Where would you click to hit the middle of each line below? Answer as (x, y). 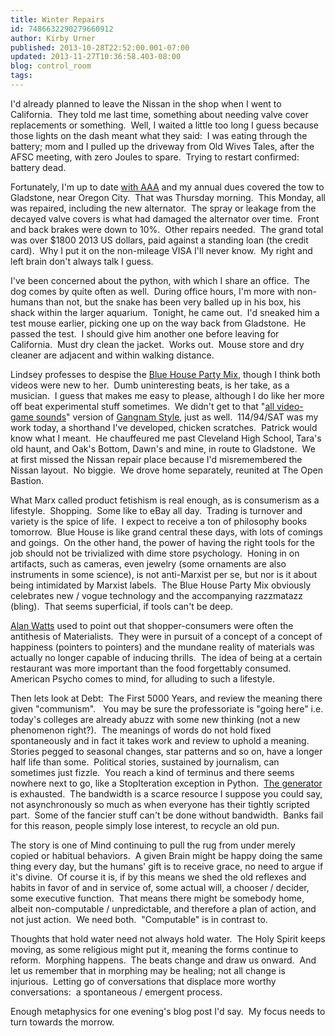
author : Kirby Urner (53, 38)
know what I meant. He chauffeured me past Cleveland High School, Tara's (166, 438)
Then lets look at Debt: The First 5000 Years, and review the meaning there (166, 698)
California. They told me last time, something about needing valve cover (159, 114)
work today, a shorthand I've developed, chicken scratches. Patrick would (164, 427)
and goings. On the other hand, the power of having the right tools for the (162, 542)
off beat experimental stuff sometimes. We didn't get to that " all (142, 406)
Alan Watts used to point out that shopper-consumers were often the (152, 625)
